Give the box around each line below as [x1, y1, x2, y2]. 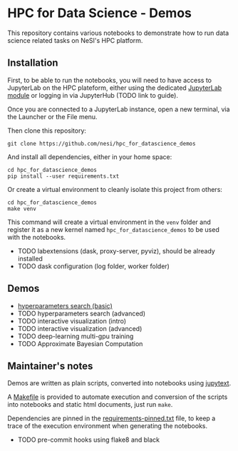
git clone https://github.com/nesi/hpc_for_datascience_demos [7, 140, 196, 147]
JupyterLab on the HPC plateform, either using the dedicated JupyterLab [7, 83, 222, 92]
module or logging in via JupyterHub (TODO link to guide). [7, 91, 178, 99]
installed [17, 254, 43, 263]
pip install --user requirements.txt [7, 173, 120, 180]
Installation [7, 57, 58, 69]
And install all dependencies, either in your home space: [7, 152, 172, 161]
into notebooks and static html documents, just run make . [7, 400, 173, 409]
